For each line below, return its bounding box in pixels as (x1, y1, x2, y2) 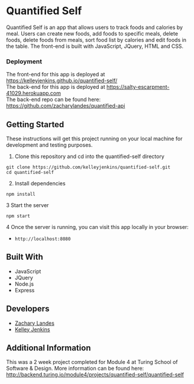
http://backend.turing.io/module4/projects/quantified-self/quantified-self (6, 371, 185, 378)
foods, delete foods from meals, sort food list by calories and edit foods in (6, 36, 186, 43)
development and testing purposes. (6, 141, 93, 149)
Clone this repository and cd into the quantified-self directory (14, 153, 164, 160)
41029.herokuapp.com (6, 90, 61, 97)
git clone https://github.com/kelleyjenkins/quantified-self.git (6, 164, 170, 170)
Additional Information (6, 343, 91, 353)
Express (14, 286, 35, 293)
